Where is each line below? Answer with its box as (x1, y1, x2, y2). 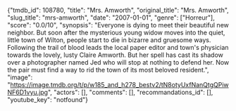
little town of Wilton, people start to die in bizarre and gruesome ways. (7, 36, 211, 44)
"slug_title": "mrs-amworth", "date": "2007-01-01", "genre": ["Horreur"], (7, 13, 215, 22)
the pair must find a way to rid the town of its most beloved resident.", (7, 66, 209, 74)
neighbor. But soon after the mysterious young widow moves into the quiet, (7, 28, 225, 37)
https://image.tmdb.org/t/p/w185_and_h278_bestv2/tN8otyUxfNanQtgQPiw (10, 81, 229, 89)
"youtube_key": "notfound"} (7, 96, 89, 104)
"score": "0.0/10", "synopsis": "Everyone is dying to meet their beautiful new (7, 21, 229, 29)
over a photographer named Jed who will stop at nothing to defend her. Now (7, 58, 230, 66)
